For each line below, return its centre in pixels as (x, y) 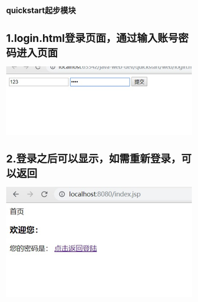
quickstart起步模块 (41, 11)
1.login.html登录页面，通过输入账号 (92, 38)
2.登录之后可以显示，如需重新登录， (94, 159)
